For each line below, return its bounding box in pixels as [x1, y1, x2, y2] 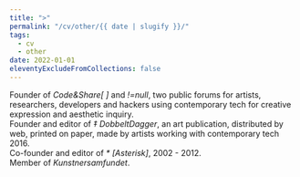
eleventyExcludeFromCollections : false [9, 65, 161, 74]
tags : [9, 30, 30, 39]
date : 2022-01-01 [9, 56, 76, 65]
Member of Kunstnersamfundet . [9, 157, 130, 168]
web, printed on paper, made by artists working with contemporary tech [9, 128, 280, 139]
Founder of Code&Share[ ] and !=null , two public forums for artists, [9, 88, 262, 100]
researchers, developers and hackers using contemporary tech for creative [9, 99, 292, 109]
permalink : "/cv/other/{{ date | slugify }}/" [9, 22, 190, 31]
